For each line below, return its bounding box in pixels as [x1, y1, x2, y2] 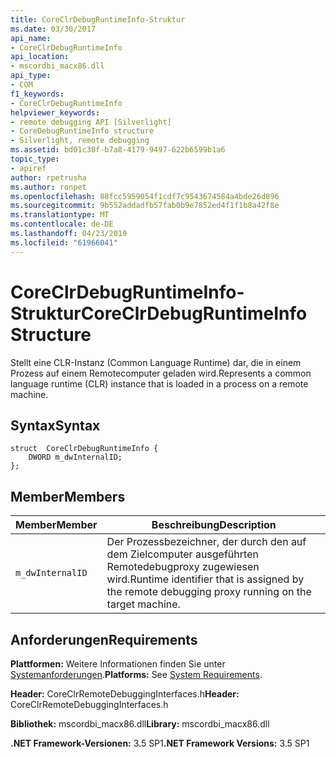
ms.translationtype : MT [10, 210, 110, 220]
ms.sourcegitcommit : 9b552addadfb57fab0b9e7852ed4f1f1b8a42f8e [10, 201, 280, 211]
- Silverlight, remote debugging [10, 136, 150, 146]
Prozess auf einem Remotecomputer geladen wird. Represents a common [10, 367, 312, 379]
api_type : [10, 71, 52, 81]
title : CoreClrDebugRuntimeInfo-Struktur [10, 14, 186, 25]
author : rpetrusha [10, 172, 87, 183]
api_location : [10, 52, 70, 62]
